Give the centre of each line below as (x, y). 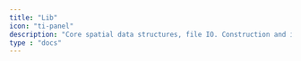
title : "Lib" (34, 17)
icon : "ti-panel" (42, 26)
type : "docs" (36, 43)
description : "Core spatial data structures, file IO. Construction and (148, 34)
